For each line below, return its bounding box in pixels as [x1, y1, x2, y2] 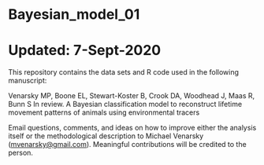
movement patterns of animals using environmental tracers [8, 108, 200, 117]
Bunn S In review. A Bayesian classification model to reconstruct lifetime [8, 100, 243, 109]
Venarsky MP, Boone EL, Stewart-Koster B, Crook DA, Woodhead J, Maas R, [8, 91, 255, 101]
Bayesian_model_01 [8, 5, 140, 24]
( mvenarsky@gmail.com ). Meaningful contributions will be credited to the [8, 140, 247, 149]
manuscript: [8, 76, 47, 86]
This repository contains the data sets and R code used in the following [8, 68, 239, 77]
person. [8, 148, 34, 158]
